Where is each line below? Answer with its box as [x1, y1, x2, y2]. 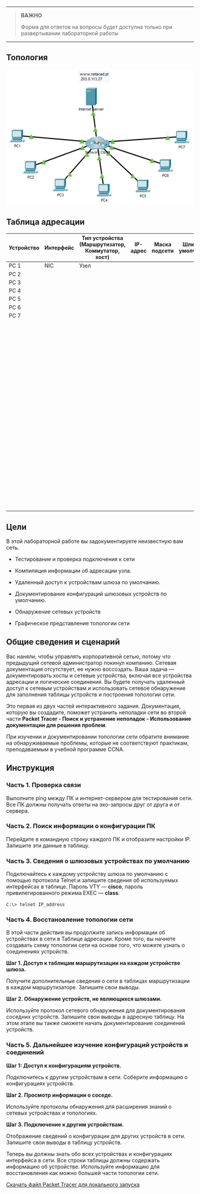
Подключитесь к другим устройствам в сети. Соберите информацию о [6, 1073, 188, 1081]
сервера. [6, 807, 30, 814]
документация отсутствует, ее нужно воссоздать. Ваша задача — [6, 665, 174, 672]
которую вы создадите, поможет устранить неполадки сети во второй [6, 708, 186, 716]
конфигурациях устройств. [6, 1079, 74, 1087]
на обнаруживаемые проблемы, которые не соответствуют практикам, [6, 739, 189, 746]
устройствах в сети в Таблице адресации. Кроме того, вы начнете [6, 935, 176, 943]
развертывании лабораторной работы [20, 30, 118, 36]
